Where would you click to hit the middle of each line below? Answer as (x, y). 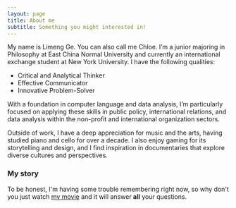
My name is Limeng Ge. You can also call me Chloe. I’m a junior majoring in (116, 47)
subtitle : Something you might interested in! (77, 27)
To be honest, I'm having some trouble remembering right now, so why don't (118, 189)
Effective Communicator (52, 83)
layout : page (26, 14)
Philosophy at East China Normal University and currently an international (114, 54)
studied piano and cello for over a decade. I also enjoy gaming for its (107, 140)
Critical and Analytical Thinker (61, 75)
